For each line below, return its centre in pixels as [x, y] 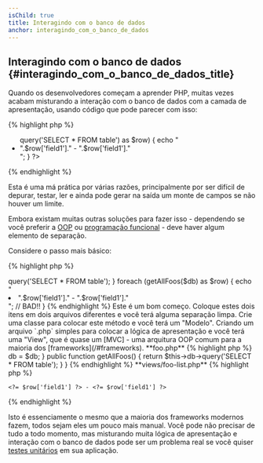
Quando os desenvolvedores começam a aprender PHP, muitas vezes [121, 93]
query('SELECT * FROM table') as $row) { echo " [99, 140]
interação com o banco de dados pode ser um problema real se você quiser [131, 442]
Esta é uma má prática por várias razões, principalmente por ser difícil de [126, 187]
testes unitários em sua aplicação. [64, 450]
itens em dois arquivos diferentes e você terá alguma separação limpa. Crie [130, 315]
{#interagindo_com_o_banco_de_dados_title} [121, 74]
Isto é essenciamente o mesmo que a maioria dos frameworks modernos [126, 417]
